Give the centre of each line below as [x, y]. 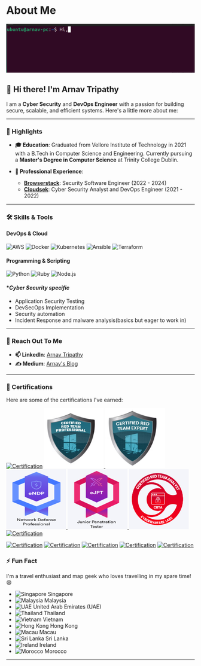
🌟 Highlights [25, 131]
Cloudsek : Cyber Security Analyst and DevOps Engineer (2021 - [103, 189]
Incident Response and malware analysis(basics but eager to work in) [100, 320]
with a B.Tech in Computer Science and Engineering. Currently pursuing [103, 153]
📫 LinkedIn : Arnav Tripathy [49, 354]
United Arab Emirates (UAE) [67, 607]
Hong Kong [64, 626]
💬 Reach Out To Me [34, 341]
